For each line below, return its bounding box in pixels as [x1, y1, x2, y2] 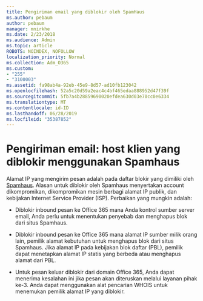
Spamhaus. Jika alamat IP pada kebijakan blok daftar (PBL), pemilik [15, 244, 183, 251]
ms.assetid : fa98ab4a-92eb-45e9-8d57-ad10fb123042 [6, 83, 137, 89]
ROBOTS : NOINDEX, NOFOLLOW [6, 49, 75, 55]
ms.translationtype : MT [6, 99, 67, 105]
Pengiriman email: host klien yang [6, 142, 181, 156]
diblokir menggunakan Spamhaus [6, 155, 180, 169]
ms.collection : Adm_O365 [6, 59, 69, 66]
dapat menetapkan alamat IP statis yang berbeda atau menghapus [15, 250, 181, 258]
